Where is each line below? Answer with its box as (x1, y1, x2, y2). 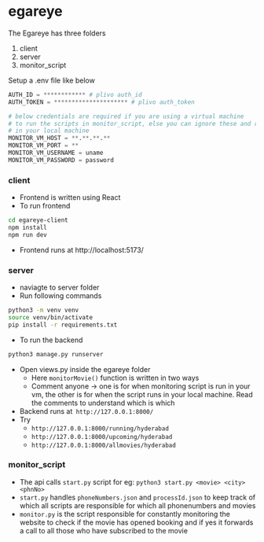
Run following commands (19, 291, 102, 300)
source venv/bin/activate (8, 313, 93, 321)
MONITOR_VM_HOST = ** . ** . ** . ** (8, 135, 111, 142)
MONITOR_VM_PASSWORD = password (8, 156, 114, 164)
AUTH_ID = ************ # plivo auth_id (8, 90, 143, 98)
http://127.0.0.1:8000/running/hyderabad (31, 424, 169, 433)
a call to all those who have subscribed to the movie (19, 525, 189, 535)
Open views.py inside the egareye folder (19, 364, 151, 374)
